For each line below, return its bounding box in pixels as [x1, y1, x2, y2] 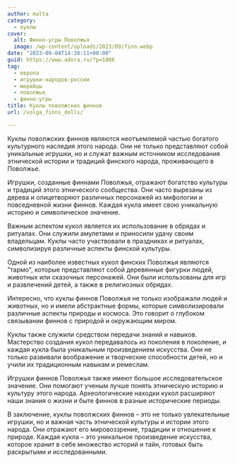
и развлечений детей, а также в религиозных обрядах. [7, 280, 173, 289]
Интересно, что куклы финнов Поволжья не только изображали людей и [7, 294, 228, 302]
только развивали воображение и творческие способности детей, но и [7, 352, 224, 361]
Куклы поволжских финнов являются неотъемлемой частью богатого [7, 134, 219, 143]
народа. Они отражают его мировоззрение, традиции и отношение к [7, 425, 217, 433]
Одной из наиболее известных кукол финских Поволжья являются [7, 258, 209, 266]
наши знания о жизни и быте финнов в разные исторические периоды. [7, 396, 221, 404]
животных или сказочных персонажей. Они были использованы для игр [7, 272, 226, 281]
